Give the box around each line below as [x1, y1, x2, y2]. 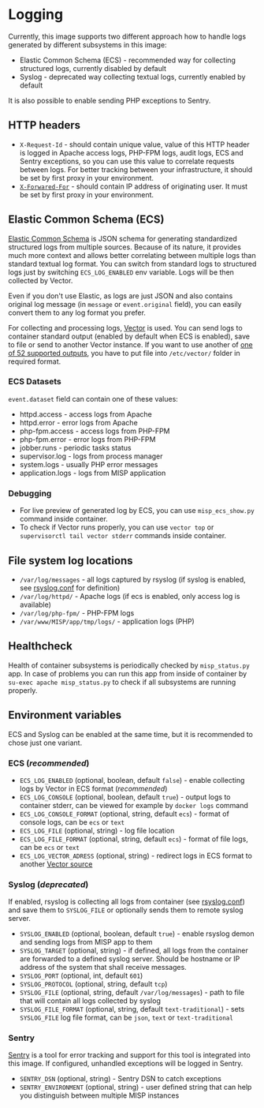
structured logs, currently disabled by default [19, 63, 167, 73]
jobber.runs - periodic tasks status [19, 443, 132, 452]
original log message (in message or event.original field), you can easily [8, 299, 242, 309]
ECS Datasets [8, 376, 61, 387]
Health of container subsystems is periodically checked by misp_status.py [8, 661, 250, 670]
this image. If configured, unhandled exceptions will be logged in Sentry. [8, 1059, 244, 1069]
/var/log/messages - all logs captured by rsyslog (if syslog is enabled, [19, 575, 246, 584]
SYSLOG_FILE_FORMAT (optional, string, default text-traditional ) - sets [19, 1005, 245, 1014]
